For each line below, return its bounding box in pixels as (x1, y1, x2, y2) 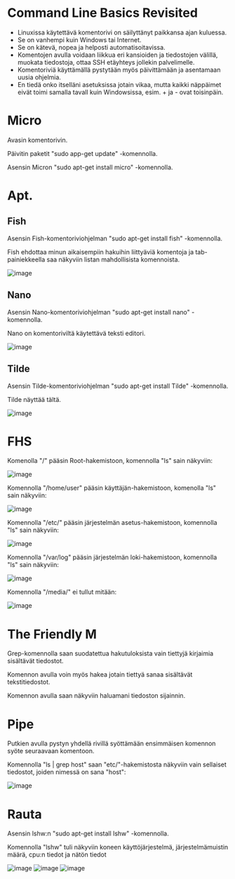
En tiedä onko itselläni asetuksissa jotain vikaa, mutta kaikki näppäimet (17, 80, 222, 89)
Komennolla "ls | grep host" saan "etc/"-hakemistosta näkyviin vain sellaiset (7, 760, 227, 769)
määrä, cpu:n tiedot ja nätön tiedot (7, 850, 107, 859)
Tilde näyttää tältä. (7, 395, 62, 403)
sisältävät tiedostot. (7, 657, 65, 665)
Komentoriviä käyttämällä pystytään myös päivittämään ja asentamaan (17, 65, 221, 74)
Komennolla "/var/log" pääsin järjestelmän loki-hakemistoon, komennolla (7, 553, 217, 561)
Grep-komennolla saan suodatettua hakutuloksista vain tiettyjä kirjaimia (7, 649, 214, 658)
